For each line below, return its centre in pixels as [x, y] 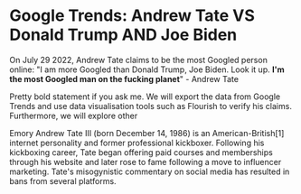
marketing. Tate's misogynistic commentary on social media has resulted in [150, 171]
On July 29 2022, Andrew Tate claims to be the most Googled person [139, 60]
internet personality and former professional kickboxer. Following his [137, 143]
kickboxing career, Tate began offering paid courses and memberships [141, 152]
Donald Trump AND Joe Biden [123, 35]
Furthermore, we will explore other [74, 115]
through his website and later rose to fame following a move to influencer [146, 162]
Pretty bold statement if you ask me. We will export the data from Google [145, 97]
